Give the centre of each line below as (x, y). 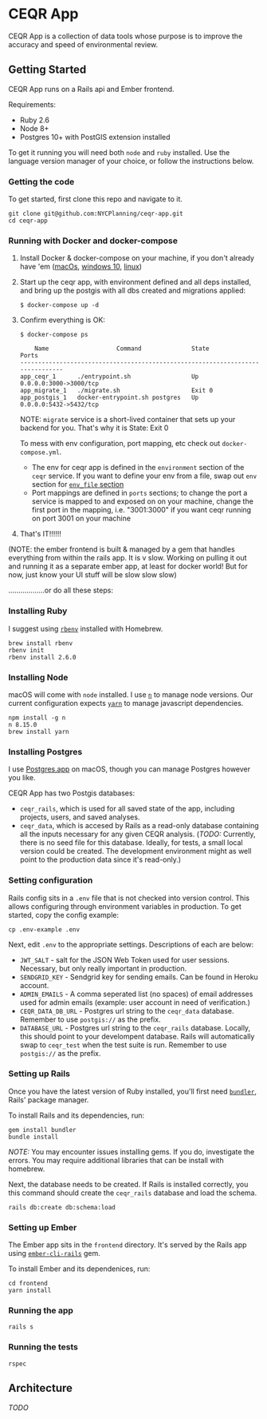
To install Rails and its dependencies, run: (77, 1115)
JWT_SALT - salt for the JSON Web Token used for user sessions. (124, 959)
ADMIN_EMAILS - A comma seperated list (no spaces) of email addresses (136, 994)
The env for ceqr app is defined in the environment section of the (138, 468)
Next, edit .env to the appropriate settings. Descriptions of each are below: (131, 944)
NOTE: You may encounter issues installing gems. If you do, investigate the (132, 1151)
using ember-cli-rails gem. (55, 1254)
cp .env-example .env (44, 929)
